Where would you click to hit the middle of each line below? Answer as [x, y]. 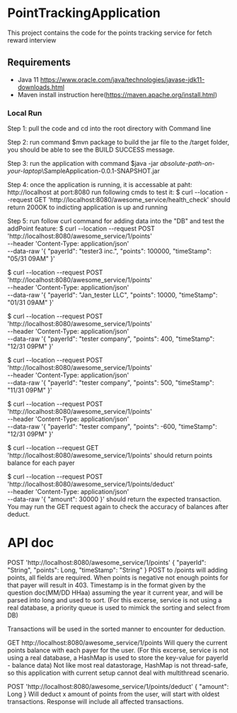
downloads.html [41, 87]
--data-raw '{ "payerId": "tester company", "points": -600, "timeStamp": [112, 427]
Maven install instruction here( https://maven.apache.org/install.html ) [117, 94]
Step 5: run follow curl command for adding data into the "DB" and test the [116, 221]
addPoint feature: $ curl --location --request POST [81, 229]
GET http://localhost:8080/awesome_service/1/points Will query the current [117, 642]
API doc [31, 543]
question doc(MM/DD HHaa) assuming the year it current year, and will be [115, 593]
